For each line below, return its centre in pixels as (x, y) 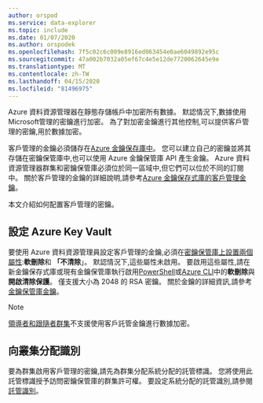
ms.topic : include (38, 30)
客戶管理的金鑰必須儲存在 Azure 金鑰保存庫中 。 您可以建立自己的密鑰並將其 (130, 148)
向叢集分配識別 (44, 351)
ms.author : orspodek (42, 45)
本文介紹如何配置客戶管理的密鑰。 (63, 205)
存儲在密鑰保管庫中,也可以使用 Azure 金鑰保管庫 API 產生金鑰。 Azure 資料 (129, 158)
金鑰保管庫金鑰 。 (36, 291)
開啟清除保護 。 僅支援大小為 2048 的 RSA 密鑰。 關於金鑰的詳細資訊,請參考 (130, 282)
